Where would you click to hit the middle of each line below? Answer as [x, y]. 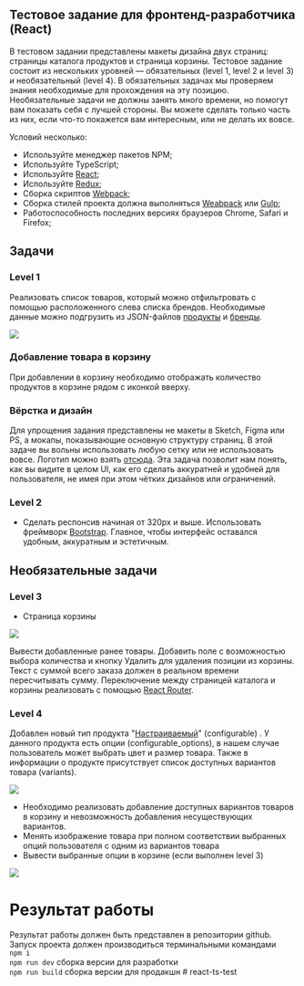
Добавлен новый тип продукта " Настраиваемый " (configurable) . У [140, 733]
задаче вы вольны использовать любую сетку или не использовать [142, 450]
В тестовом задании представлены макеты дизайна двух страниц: [139, 51]
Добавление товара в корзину [81, 357]
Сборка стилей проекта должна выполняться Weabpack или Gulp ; [152, 203]
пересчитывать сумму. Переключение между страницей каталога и [142, 680]
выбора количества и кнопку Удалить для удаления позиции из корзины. [152, 661]
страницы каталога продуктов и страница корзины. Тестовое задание [146, 61]
